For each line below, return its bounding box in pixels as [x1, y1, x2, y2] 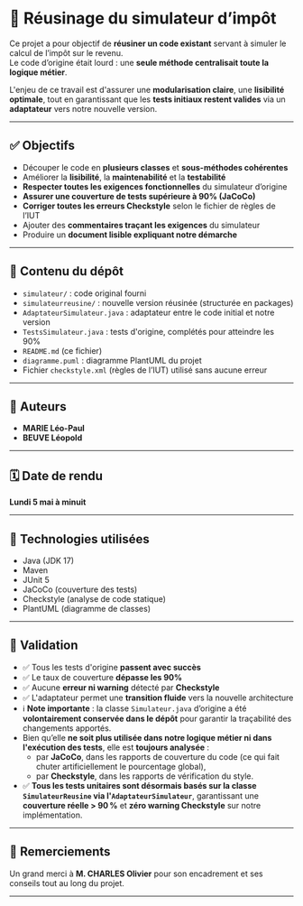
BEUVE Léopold [22, 432, 83, 443]
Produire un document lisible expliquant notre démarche [22, 229, 237, 240]
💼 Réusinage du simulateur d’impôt [9, 8, 277, 29]
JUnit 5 [22, 575, 50, 585]
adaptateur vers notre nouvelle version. [9, 103, 158, 114]
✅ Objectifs [9, 138, 75, 153]
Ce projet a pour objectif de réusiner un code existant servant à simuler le [9, 38, 287, 49]
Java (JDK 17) [22, 555, 75, 566]
